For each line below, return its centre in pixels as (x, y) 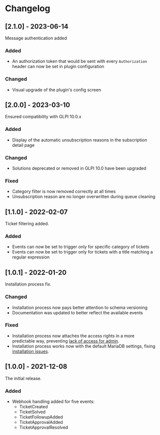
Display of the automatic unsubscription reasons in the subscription (80, 140)
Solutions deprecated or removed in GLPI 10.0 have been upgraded (79, 168)
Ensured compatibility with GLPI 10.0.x (43, 117)
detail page (23, 145)
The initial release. (23, 378)
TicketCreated (33, 406)
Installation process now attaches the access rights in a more (73, 336)
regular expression (31, 257)
